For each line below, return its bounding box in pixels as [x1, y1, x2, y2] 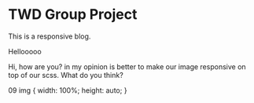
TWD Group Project [8, 6, 138, 24]
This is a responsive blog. [8, 31, 91, 41]
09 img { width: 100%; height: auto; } [8, 85, 127, 95]
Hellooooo [8, 46, 42, 56]
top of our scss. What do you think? [8, 70, 123, 79]
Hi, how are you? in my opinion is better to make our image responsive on [8, 61, 246, 72]
